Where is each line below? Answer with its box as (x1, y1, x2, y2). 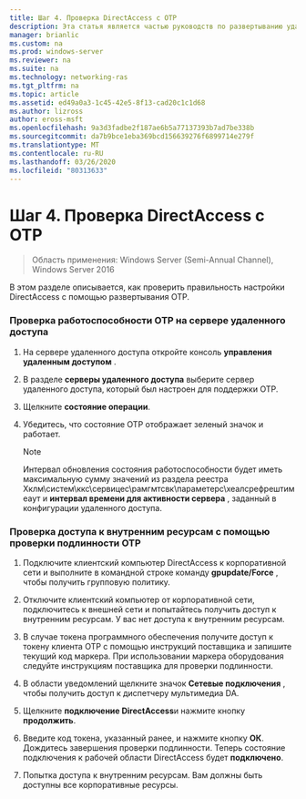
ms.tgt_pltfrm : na (9, 81, 79, 90)
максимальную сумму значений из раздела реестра (22, 473, 229, 484)
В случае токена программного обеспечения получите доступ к (22, 630, 274, 642)
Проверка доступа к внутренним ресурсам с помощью (9, 525, 270, 538)
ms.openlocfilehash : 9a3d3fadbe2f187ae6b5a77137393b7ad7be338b (9, 124, 255, 133)
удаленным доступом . (22, 356, 117, 367)
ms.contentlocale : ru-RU (9, 149, 104, 158)
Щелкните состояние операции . (22, 401, 150, 412)
